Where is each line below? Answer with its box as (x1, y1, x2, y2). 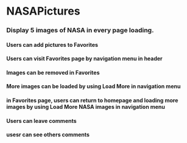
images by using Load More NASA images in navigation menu (6, 103, 166, 111)
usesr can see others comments (6, 131, 90, 138)
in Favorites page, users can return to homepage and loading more (6, 97, 178, 104)
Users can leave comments (6, 117, 77, 124)
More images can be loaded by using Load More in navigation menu (6, 83, 181, 90)
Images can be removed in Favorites (6, 69, 100, 76)
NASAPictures (6, 4, 80, 18)
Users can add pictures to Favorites (6, 41, 99, 48)
